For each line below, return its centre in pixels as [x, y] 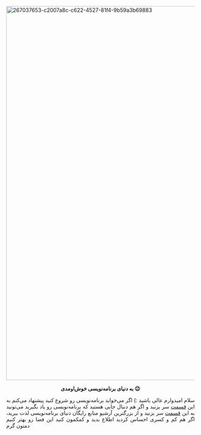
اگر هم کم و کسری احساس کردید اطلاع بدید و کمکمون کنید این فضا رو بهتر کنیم [100, 419]
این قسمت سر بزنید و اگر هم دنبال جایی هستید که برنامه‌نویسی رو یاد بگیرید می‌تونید [100, 407]
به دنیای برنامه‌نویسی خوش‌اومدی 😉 [100, 389]
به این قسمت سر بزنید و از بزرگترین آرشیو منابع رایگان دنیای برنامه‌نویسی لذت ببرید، [100, 413]
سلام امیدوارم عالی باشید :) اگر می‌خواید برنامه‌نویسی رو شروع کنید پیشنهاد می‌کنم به [100, 400]
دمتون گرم [18, 425]
